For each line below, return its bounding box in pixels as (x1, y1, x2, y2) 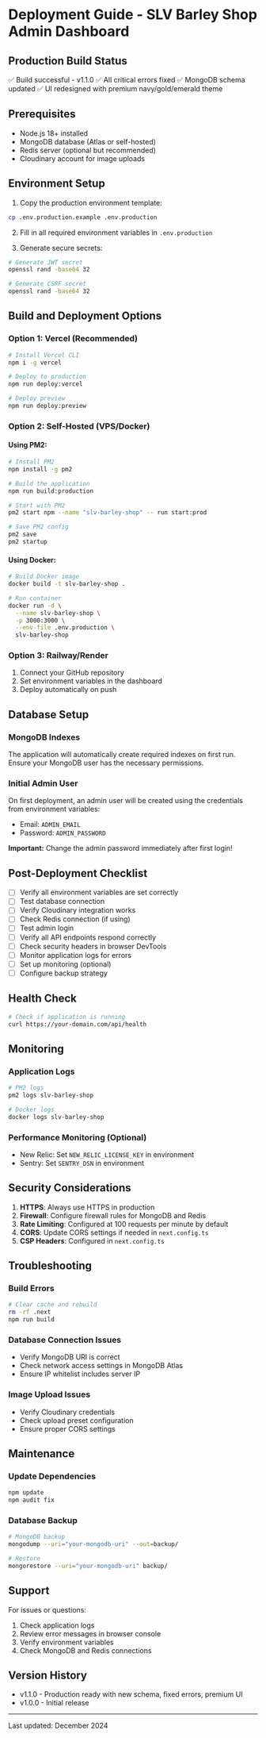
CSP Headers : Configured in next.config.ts (19, 1236, 165, 1245)
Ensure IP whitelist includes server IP (19, 1369, 141, 1378)
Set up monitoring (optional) (19, 959, 112, 969)
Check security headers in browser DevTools (19, 941, 167, 951)
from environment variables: (8, 804, 101, 814)
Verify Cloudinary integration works (19, 906, 136, 915)
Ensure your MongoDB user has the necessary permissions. (8, 758, 204, 767)
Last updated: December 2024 (8, 1721, 108, 1731)
